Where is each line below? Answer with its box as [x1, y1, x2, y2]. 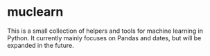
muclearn [7, 4, 64, 20]
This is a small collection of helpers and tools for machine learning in [7, 27, 203, 35]
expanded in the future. [7, 41, 74, 49]
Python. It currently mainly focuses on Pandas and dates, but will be [7, 33, 202, 42]
